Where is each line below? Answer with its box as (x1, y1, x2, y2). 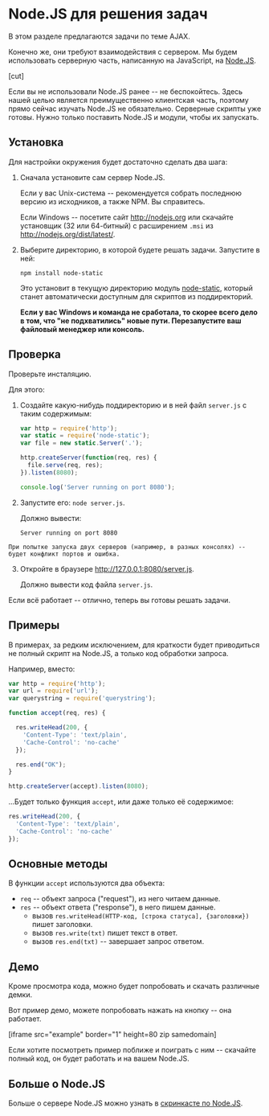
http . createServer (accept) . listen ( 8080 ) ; (8, 782, 149, 790)
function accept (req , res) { (8, 709, 106, 717)
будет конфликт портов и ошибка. (8, 550, 120, 558)
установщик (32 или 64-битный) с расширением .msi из (19, 220, 214, 230)
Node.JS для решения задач (8, 5, 208, 23)
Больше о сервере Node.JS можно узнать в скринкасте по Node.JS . (8, 1098, 243, 1108)
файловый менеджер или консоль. (19, 324, 145, 334)
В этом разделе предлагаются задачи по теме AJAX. (8, 31, 190, 41)
